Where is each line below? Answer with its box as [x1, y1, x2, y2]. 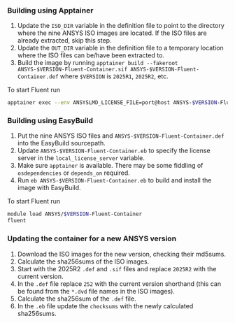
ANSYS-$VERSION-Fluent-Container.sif [17, 66, 128, 73]
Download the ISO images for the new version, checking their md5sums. [17, 250, 226, 258]
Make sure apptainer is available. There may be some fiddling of [17, 161, 204, 170]
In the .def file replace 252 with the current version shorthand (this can [17, 279, 222, 288]
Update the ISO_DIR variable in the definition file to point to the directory [17, 22, 225, 30]
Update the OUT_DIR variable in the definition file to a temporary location [17, 44, 224, 52]
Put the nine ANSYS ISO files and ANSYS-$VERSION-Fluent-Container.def [17, 131, 225, 140]
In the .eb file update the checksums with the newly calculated [17, 301, 194, 310]
